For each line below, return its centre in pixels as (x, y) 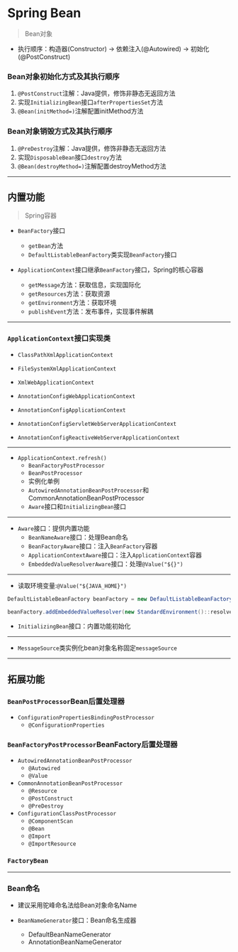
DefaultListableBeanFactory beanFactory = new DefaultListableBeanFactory (120, 599)
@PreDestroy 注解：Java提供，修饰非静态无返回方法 (92, 148)
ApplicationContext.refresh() (62, 458)
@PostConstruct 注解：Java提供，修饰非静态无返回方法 (96, 93)
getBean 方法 (46, 246)
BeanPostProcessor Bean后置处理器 (66, 701)
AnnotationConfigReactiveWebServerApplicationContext (98, 438)
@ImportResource (52, 844)
